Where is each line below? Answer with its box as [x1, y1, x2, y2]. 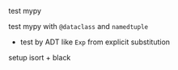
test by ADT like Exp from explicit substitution [19, 37, 171, 47]
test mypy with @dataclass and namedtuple [8, 22, 148, 31]
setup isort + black [8, 53, 71, 62]
